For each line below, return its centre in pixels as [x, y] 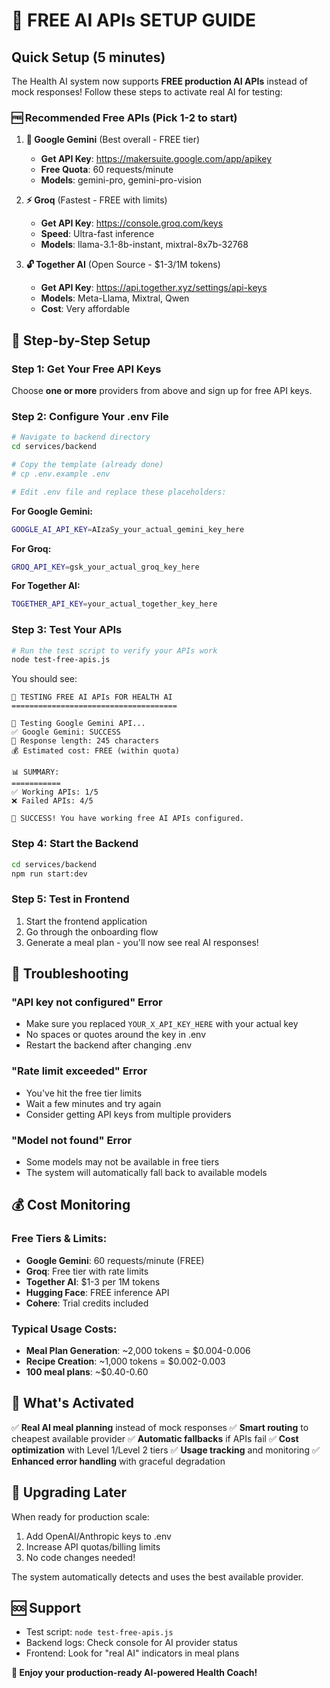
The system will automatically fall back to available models [146, 1172]
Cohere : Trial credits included [87, 1303]
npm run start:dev [49, 874]
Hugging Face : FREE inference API [97, 1292]
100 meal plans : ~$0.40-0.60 [87, 1371]
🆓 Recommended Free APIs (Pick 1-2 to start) [124, 117]
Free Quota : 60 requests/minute [107, 170]
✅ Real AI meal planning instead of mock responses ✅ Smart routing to [160, 1427]
